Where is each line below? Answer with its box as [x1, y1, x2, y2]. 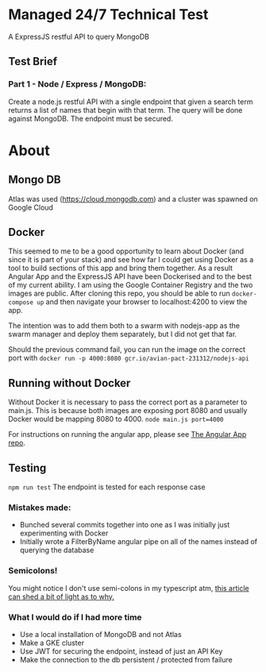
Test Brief [8, 55, 58, 68]
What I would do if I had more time [8, 612, 142, 623]
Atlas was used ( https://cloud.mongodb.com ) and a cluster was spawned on [8, 194, 258, 203]
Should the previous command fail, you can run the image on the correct [8, 345, 246, 354]
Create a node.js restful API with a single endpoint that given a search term [8, 97, 253, 106]
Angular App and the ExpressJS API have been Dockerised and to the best [8, 272, 253, 281]
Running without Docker [8, 376, 131, 390]
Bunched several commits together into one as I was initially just [19, 520, 230, 530]
